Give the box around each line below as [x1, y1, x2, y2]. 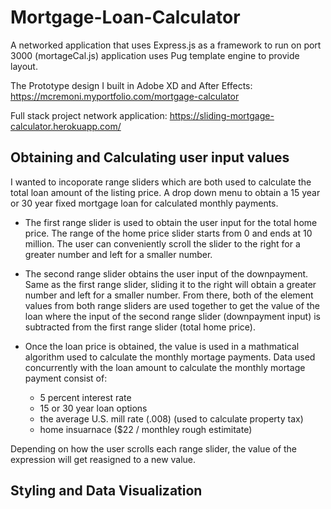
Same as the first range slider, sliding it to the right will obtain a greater [24, 278, 317, 290]
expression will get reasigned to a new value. [10, 453, 197, 465]
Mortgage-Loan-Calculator [10, 6, 241, 29]
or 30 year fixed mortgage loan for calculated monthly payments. [10, 197, 279, 209]
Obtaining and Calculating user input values [10, 149, 290, 166]
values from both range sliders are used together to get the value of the [24, 299, 320, 311]
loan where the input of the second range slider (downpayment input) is [24, 310, 321, 322]
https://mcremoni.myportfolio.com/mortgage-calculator [10, 90, 240, 102]
